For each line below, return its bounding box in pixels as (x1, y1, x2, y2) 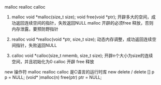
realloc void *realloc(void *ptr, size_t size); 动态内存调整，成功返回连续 (11, 36, 152, 42)
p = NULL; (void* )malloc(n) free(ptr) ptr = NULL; (4, 74, 102, 80)
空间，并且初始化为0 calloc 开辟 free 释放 (11, 59, 95, 64)
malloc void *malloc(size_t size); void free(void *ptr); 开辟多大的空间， (11, 14, 152, 20)
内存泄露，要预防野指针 (11, 26, 59, 32)
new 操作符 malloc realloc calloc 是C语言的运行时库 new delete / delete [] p (4, 69, 155, 74)
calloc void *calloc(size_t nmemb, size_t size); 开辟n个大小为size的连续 (11, 53, 153, 58)
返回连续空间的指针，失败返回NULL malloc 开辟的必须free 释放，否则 (15, 20, 154, 26)
